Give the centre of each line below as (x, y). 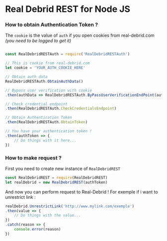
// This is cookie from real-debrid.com (48, 63)
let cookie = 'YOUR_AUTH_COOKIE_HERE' (45, 68)
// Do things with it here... (45, 140)
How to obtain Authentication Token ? (52, 25)
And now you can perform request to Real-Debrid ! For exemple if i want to (82, 192)
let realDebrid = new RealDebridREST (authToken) (56, 182)
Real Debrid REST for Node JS (68, 9)
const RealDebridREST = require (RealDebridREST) (56, 177)
